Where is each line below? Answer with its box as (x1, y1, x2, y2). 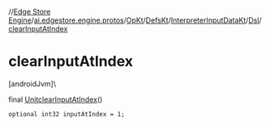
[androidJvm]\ (8, 78, 57, 88)
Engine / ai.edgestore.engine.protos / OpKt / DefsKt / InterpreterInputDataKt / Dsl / (8, 15, 262, 25)
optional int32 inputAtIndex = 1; (8, 110, 126, 118)
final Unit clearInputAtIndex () (8, 94, 103, 104)
